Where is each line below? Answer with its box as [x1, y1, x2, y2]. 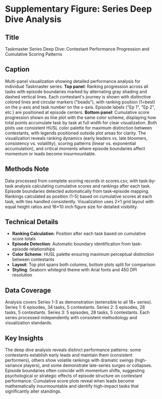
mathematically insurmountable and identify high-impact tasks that [5, 383, 139, 389]
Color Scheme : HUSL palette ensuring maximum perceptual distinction [12, 251, 154, 257]
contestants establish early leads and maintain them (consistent [5, 352, 132, 358]
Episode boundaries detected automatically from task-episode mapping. [5, 188, 149, 194]
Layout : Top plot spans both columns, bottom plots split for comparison [12, 262, 156, 267]
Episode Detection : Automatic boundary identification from [12, 241, 131, 247]
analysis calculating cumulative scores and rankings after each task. [14, 183, 151, 189]
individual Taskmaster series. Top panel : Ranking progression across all [5, 83, 149, 89]
